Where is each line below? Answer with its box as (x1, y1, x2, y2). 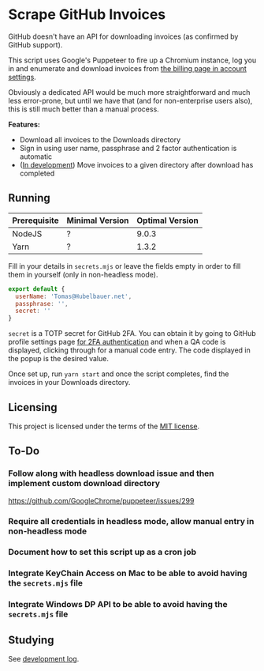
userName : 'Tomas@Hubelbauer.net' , (15, 292, 132, 300)
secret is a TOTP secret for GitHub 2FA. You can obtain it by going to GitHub (8, 329, 256, 338)
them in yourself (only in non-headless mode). (8, 270, 158, 279)
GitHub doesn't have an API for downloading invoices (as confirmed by (8, 32, 239, 41)
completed (19, 168, 55, 178)
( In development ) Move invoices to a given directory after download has (19, 160, 254, 169)
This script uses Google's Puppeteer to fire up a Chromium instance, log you (8, 55, 257, 65)
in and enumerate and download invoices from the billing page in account (8, 63, 247, 73)
